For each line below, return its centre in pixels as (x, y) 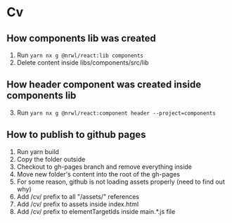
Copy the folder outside (51, 159)
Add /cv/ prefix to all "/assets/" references (78, 196)
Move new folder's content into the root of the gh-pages (98, 174)
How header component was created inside (104, 85)
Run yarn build (38, 151)
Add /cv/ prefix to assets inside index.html (78, 204)
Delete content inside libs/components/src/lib (83, 63)
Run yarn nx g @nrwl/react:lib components (80, 55)
